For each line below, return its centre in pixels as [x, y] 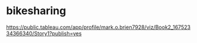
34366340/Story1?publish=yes [44, 33]
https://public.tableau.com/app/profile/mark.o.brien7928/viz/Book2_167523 [99, 27]
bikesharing [36, 11]
